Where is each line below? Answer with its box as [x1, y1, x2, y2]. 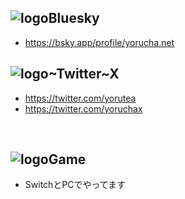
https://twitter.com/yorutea [24, 92, 137, 104]
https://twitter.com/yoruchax [24, 102, 143, 115]
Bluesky [48, 10, 100, 27]
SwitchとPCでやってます [24, 179, 127, 191]
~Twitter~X [48, 66, 120, 83]
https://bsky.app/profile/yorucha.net [24, 36, 175, 48]
